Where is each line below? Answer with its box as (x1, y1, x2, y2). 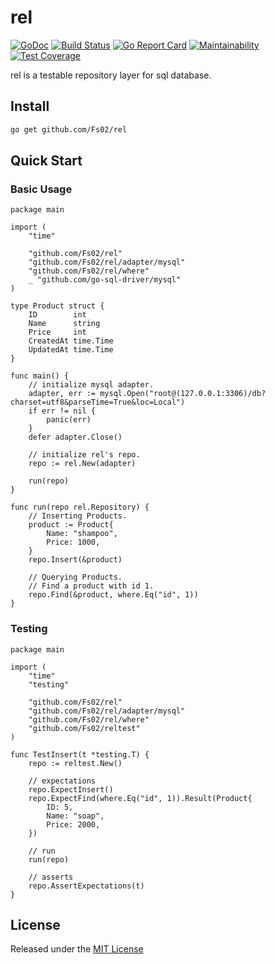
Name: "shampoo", (46, 529, 118, 539)
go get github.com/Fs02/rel (10, 124, 128, 135)
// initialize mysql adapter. (28, 380, 155, 390)
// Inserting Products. (28, 511, 128, 521)
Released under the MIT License (10, 943, 144, 955)
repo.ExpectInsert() (28, 784, 114, 795)
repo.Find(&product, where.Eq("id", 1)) (28, 590, 199, 600)
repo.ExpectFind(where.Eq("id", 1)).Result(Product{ (28, 793, 253, 803)
